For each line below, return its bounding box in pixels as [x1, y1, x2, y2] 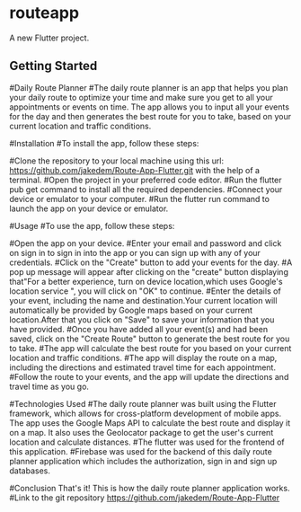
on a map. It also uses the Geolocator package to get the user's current [9, 427, 274, 437]
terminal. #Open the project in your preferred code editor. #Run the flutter [9, 174, 282, 185]
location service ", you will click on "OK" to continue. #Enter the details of [9, 286, 281, 296]
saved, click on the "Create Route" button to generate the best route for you [9, 333, 290, 344]
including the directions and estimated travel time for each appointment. [9, 362, 277, 373]
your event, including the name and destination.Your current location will [9, 295, 278, 305]
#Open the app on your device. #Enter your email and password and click [9, 237, 282, 249]
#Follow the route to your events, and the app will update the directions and [9, 371, 289, 382]
